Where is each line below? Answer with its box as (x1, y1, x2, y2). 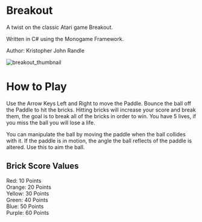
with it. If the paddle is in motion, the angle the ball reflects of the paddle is (6, 137, 192, 144)
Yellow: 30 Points (6, 189, 49, 197)
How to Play (6, 80, 68, 94)
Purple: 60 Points (6, 209, 49, 216)
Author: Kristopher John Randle (6, 46, 85, 54)
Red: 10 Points (6, 177, 42, 184)
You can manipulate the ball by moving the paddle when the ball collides (6, 130, 186, 138)
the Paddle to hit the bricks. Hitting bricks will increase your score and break (6, 106, 196, 113)
